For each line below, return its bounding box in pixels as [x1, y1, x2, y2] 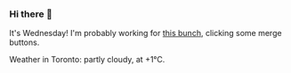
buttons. [9, 37, 40, 47]
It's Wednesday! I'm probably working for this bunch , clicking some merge [9, 28, 282, 39]
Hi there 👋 [9, 8, 53, 20]
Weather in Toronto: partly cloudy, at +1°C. [9, 55, 166, 65]
